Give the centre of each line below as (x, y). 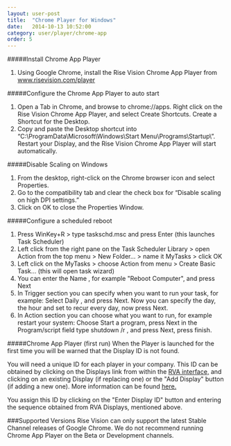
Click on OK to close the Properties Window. (80, 207)
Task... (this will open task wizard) (66, 271)
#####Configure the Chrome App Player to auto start (83, 94)
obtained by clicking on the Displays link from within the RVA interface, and (114, 372)
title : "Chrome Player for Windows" (62, 20)
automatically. (37, 151)
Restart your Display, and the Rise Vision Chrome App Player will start (117, 144)
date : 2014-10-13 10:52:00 (49, 26)
